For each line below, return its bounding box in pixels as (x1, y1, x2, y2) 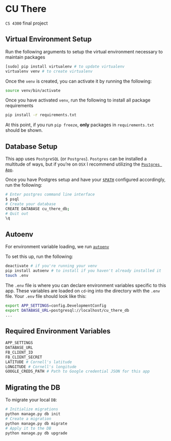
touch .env (5, 273, 29, 278)
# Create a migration (5, 416, 52, 421)
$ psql (5, 196, 19, 202)
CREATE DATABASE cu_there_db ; (5, 206, 70, 211)
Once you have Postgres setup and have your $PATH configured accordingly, (5, 176, 166, 183)
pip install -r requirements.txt (5, 112, 77, 118)
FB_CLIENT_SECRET (5, 354, 42, 359)
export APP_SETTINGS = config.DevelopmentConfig (5, 303, 106, 308)
